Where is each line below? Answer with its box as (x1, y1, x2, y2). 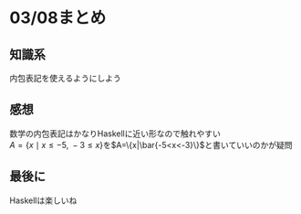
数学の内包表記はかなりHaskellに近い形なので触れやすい (9, 128, 221, 139)
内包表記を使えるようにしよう (9, 73, 121, 83)
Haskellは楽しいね (9, 195, 78, 206)
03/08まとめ (9, 7, 107, 28)
